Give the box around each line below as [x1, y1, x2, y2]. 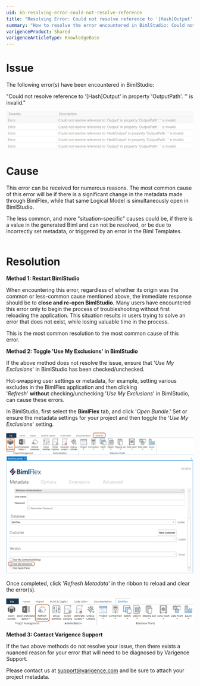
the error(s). [6, 586, 36, 593]
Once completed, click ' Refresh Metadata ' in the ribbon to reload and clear [6, 580, 190, 587]
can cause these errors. [6, 396, 65, 403]
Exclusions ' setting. [6, 420, 54, 428]
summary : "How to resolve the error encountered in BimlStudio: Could [6, 22, 185, 28]
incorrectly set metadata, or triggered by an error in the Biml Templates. [6, 227, 182, 234]
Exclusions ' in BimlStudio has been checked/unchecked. [6, 365, 145, 373]
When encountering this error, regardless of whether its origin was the [6, 286, 179, 293]
